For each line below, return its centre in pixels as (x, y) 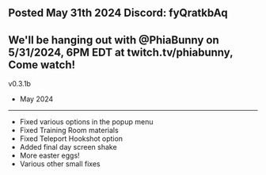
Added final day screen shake (68, 147)
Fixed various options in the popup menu (86, 122)
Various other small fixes (60, 164)
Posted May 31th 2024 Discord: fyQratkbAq (118, 13)
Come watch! (42, 65)
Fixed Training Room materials (69, 131)
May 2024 (36, 99)
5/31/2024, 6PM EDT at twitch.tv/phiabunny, (121, 52)
